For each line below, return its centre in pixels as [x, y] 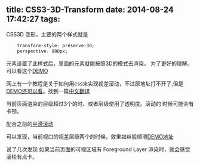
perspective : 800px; [42, 51]
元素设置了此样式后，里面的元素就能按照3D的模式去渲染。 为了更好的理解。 [99, 63]
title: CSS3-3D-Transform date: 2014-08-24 [90, 10]
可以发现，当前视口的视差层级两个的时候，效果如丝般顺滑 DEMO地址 [90, 136]
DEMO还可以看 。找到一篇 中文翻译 [48, 91]
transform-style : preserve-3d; [56, 45]
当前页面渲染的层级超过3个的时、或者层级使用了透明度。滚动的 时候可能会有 [100, 103]
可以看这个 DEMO [27, 70]
